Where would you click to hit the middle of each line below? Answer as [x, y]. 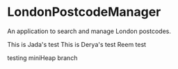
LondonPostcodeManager [84, 12]
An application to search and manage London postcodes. [89, 31]
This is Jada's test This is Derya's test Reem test [77, 44]
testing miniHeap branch [42, 58]
